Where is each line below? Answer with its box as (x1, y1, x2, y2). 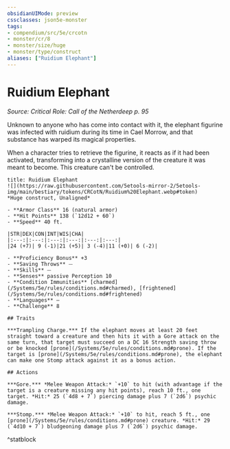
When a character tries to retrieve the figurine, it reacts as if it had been (7, 149, 210, 157)
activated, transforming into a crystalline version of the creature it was (7, 155, 206, 164)
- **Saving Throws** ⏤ (7, 261, 73, 267)
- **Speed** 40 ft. (7, 218, 63, 226)
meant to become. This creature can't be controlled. (7, 163, 154, 171)
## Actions (7, 369, 38, 375)
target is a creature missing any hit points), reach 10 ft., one (7, 386, 201, 394)
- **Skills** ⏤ (7, 266, 51, 274)
